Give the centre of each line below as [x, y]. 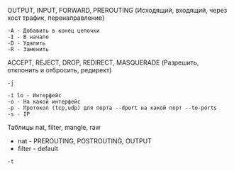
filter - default [38, 149]
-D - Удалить [27, 43]
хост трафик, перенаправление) [56, 18]
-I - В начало [28, 37]
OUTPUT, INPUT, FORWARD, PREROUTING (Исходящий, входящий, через [117, 10]
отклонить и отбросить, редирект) [60, 70]
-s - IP [19, 114]
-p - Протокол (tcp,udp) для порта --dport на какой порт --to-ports [112, 108]
